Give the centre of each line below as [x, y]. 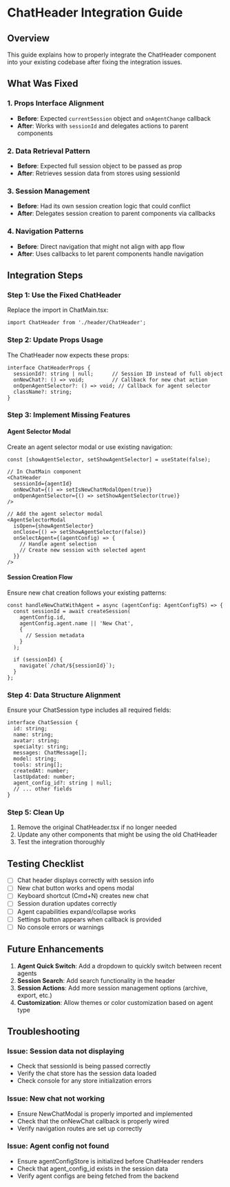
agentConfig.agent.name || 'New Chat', [77, 623]
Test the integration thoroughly [61, 842]
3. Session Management [49, 191]
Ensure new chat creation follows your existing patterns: [87, 592]
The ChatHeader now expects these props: [68, 355]
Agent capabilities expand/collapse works [76, 911]
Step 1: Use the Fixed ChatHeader [64, 295]
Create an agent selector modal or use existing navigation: [90, 447]
